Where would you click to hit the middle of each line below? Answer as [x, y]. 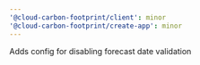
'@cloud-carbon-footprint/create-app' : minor [96, 26]
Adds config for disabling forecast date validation [100, 51]
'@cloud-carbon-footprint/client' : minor [88, 17]
